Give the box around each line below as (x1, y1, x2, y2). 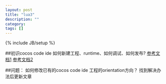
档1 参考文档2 (5, 56, 34, 63)
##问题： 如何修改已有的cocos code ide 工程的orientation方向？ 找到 (5, 67, 148, 73)
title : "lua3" (5, 12, 35, 17)
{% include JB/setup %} (5, 40, 55, 46)
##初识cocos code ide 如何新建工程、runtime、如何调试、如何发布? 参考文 (5, 50, 160, 56)
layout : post (5, 7, 33, 13)
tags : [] (5, 26, 24, 31)
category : (5, 21, 26, 27)
